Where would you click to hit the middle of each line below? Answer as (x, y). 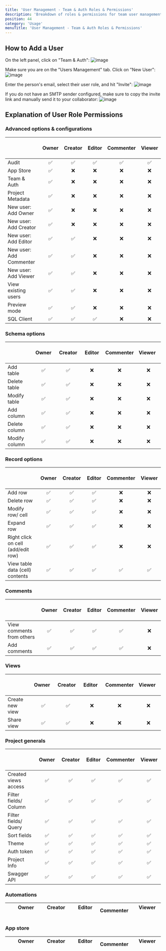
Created (17, 774)
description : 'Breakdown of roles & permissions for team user (72, 14)
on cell (15, 543)
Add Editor (20, 241)
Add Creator (22, 227)
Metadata (19, 199)
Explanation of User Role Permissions (64, 115)
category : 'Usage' (24, 23)
